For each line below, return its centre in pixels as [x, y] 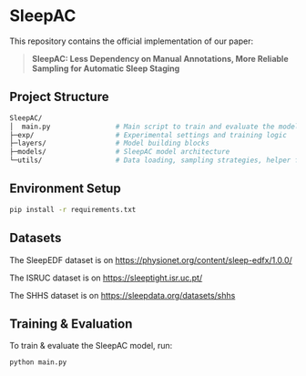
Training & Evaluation [71, 324]
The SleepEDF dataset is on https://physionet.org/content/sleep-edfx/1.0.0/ [151, 259]
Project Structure [59, 97]
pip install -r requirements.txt [73, 209]
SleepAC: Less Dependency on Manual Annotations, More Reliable [160, 58]
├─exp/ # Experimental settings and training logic [148, 135]
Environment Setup [65, 189]
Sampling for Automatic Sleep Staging [106, 68]
